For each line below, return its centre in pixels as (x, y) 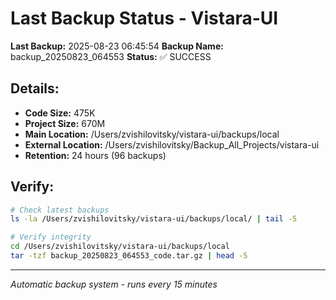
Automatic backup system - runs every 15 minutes (114, 284)
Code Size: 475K (60, 113)
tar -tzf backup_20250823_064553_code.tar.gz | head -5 (129, 256)
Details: (35, 88)
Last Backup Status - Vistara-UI (144, 18)
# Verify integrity (51, 237)
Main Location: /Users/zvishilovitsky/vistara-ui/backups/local (152, 134)
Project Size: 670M (65, 123)
